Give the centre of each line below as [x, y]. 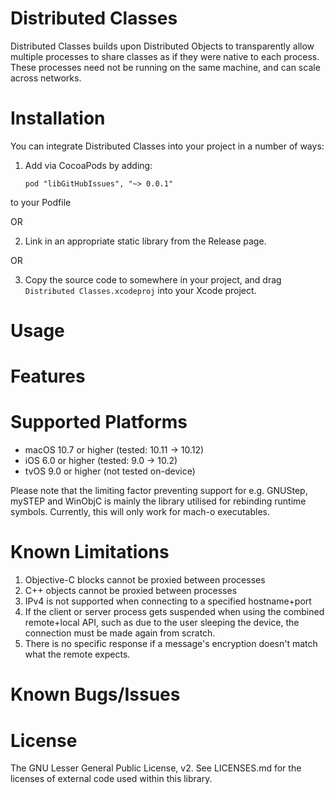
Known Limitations [90, 552]
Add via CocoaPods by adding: [88, 165]
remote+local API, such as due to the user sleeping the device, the [162, 623]
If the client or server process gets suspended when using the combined [174, 612]
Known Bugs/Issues [95, 694]
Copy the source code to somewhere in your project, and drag [153, 279]
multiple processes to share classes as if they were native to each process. [165, 56]
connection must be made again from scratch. [120, 633]
